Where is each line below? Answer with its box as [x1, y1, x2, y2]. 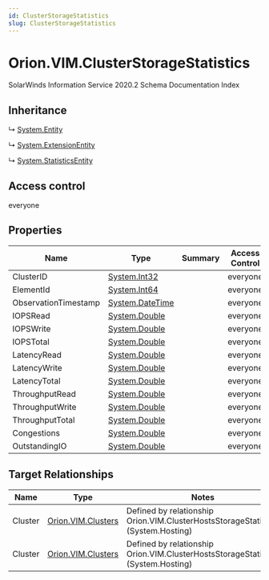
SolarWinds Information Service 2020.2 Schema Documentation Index [8, 80, 240, 90]
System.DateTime [107, 297, 175, 308]
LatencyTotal [12, 375, 62, 386]
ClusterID [12, 270, 48, 282]
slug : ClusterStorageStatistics [8, 19, 116, 27]
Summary [181, 252, 220, 263]
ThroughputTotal [12, 414, 75, 425]
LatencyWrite [12, 362, 62, 373]
